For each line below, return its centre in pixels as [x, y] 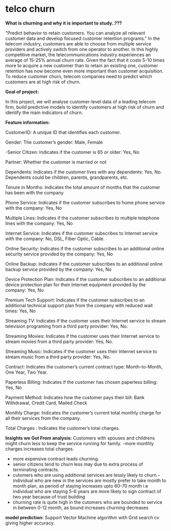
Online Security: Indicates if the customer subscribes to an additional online [85, 248]
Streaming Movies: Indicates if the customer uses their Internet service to [82, 336]
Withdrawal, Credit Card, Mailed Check [46, 403]
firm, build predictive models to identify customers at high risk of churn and [85, 107]
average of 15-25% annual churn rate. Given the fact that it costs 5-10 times [85, 60]
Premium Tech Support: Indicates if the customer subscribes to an [75, 300]
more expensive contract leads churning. [56, 458]
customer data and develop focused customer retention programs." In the [83, 38]
